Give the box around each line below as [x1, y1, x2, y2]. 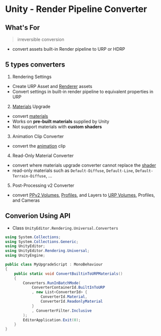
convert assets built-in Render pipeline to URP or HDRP [12, 46, 125, 52]
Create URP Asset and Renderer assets [12, 83, 93, 89]
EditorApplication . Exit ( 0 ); [23, 317, 81, 323]
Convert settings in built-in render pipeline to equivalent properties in [12, 88, 154, 94]
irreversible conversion [17, 36, 64, 42]
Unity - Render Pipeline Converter [5, 3, 147, 15]
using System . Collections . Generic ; [5, 239, 79, 244]
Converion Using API [5, 212, 71, 220]
